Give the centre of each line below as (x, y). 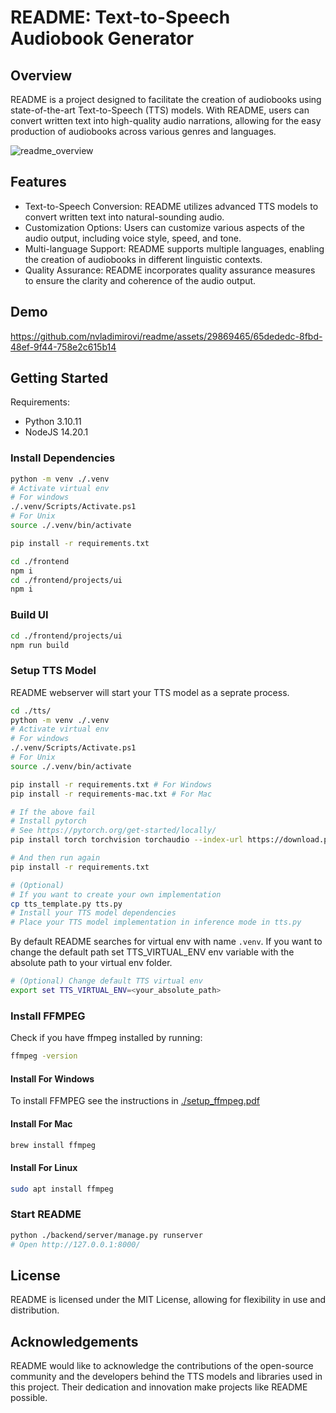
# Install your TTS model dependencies (93, 913)
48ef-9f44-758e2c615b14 (63, 347)
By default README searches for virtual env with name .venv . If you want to (166, 942)
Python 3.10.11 (53, 422)
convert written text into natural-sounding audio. (124, 217)
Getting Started (59, 378)
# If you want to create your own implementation (116, 894)
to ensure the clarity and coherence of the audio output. (140, 280)
